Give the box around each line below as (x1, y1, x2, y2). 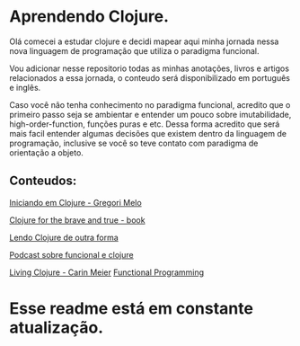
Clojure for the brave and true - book (9, 214, 146, 226)
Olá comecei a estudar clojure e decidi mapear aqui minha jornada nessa (9, 36, 279, 47)
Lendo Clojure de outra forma (9, 232, 119, 243)
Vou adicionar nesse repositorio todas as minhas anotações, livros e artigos (9, 63, 290, 74)
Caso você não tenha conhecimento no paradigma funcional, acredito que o (9, 99, 291, 110)
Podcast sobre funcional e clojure (9, 249, 134, 260)
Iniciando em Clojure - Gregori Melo (9, 197, 142, 208)
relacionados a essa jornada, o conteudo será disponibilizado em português (9, 72, 290, 83)
